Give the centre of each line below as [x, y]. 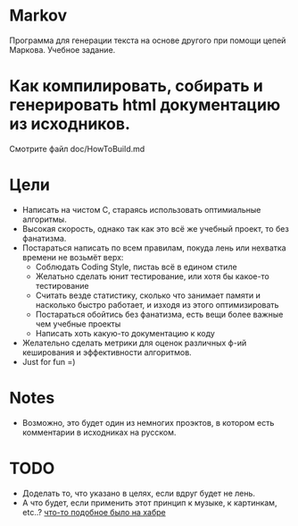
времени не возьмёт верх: [73, 257]
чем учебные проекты [78, 324]
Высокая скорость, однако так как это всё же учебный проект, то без [156, 228]
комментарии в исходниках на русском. [99, 432]
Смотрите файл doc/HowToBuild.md [77, 148]
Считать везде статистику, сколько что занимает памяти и [148, 295]
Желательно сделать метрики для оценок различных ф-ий [134, 343]
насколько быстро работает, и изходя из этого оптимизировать [157, 304]
